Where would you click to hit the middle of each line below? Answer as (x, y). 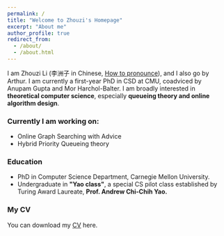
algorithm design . (33, 103)
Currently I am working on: (53, 121)
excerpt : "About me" (37, 26)
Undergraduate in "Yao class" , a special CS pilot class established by (117, 184)
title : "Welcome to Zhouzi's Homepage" (65, 20)
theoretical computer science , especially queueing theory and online (109, 95)
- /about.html (34, 53)
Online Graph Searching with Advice (69, 136)
